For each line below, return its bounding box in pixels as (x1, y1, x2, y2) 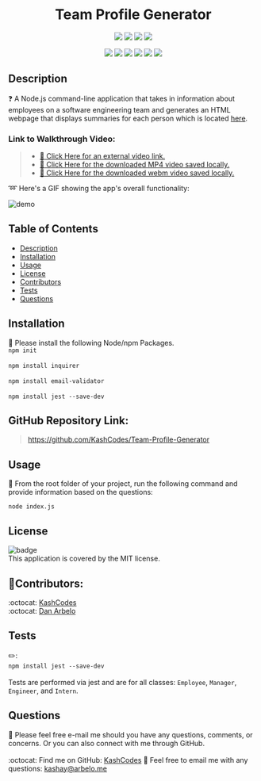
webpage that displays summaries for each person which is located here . (8, 113, 248, 123)
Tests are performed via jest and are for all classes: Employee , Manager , (8, 677, 237, 687)
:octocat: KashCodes (8, 597, 77, 607)
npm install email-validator (8, 377, 105, 385)
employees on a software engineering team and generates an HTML (8, 105, 232, 114)
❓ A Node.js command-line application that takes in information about (8, 94, 236, 103)
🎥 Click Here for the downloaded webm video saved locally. (39, 168, 235, 178)
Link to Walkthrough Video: (8, 133, 116, 144)
